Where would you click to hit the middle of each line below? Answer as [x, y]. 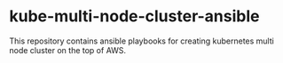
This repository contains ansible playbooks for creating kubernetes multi [142, 41]
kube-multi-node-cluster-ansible [134, 16]
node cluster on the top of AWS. [68, 50]
